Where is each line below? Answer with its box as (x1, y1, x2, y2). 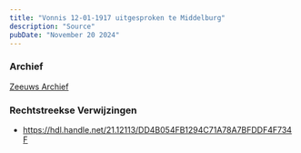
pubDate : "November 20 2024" (9, 30, 120, 39)
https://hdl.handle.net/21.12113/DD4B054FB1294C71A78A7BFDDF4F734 (22, 124, 293, 135)
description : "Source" (9, 22, 95, 31)
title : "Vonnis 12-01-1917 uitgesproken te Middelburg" (9, 13, 226, 23)
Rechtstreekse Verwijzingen (9, 104, 137, 117)
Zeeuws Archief (9, 81, 69, 92)
